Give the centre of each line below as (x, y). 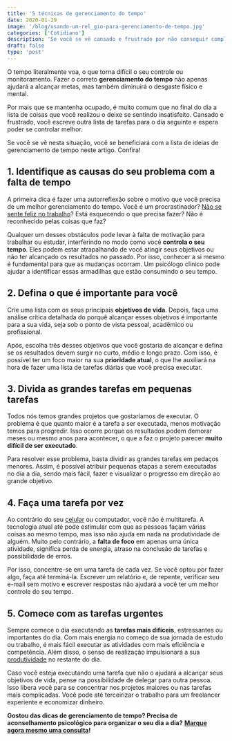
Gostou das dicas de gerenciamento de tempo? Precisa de (93, 715)
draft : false (26, 46)
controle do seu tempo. (40, 592)
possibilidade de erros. (40, 556)
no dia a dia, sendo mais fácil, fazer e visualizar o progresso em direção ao (114, 473)
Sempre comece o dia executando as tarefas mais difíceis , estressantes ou (115, 630)
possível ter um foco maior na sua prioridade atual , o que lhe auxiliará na (112, 359)
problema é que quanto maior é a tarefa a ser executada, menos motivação (114, 424)
